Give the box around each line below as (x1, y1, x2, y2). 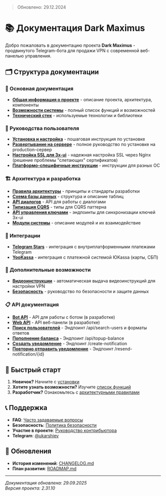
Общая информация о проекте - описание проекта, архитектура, (12, 96, 152, 102)
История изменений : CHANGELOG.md (12, 460, 94, 466)
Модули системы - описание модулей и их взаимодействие (12, 220, 141, 226)
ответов (12, 330, 30, 336)
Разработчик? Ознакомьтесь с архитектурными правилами (12, 389, 140, 395)
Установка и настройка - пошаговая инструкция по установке (12, 136, 145, 142)
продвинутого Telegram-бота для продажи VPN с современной (5, 47, 139, 54)
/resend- (114, 346, 132, 352)
